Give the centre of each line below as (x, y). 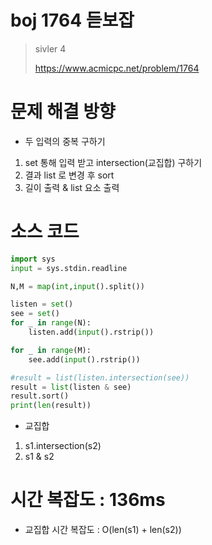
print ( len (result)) (51, 406)
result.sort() (40, 396)
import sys (33, 259)
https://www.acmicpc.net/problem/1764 (117, 68)
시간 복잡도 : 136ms (88, 500)
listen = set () (42, 304)
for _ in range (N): (51, 323)
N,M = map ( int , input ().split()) (77, 286)
